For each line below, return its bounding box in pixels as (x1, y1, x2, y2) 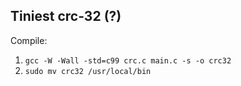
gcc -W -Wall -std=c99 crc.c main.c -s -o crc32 (24, 55, 232, 66)
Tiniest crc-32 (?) (10, 8, 122, 25)
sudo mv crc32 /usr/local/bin (24, 66, 152, 76)
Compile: (10, 34, 48, 46)
